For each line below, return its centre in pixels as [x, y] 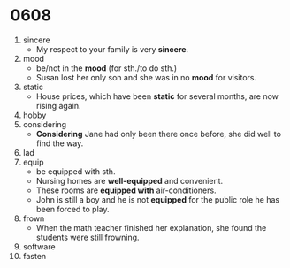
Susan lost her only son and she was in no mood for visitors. [146, 77]
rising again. [58, 105]
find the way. [60, 143]
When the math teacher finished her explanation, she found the [151, 227]
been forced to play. [72, 209]
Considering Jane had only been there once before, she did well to [159, 134]
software [39, 246]
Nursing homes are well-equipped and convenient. [130, 180]
